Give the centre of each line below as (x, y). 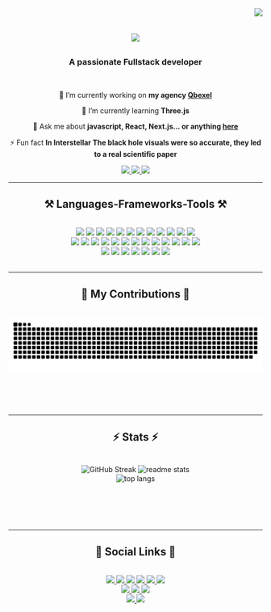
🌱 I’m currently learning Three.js (135, 111)
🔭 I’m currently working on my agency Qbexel (135, 95)
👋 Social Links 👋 (135, 552)
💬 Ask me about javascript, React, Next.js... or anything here (135, 127)
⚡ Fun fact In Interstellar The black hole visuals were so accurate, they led (135, 143)
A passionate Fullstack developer (135, 62)
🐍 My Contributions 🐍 (135, 294)
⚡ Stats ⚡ (135, 437)
